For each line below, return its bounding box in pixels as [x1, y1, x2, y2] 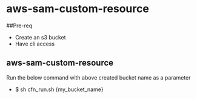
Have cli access [15, 40, 55, 47]
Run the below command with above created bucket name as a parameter [6, 73, 191, 81]
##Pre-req [6, 22, 33, 29]
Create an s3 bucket [15, 33, 66, 41]
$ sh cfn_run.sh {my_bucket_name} [15, 86, 104, 93]
